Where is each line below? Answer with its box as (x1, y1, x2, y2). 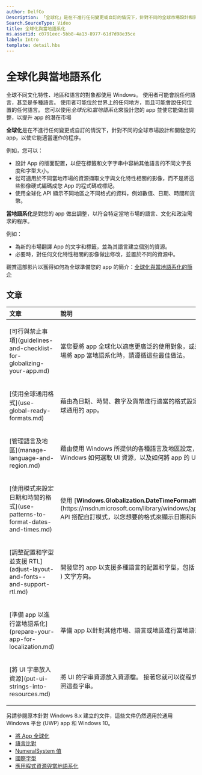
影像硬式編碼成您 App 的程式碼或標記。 (20, 182, 118, 189)
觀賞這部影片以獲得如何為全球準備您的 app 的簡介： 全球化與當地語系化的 (6, 263, 188, 271)
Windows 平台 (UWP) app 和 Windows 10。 (6, 719, 114, 726)
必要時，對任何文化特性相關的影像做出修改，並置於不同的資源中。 (14, 250, 179, 257)
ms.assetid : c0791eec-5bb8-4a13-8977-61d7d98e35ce (6, 31, 136, 37)
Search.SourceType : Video (6, 20, 71, 26)
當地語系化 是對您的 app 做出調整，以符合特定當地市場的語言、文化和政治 (6, 210, 188, 217)
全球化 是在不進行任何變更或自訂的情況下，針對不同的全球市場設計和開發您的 (6, 126, 196, 133)
